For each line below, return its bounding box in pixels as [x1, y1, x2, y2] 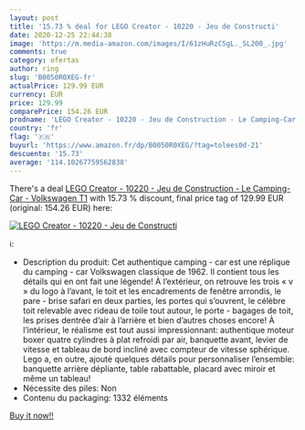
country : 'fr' [9, 124, 64, 133]
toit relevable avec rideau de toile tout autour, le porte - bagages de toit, [22, 305, 294, 316]
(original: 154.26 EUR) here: [9, 202, 112, 213]
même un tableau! [22, 372, 91, 383]
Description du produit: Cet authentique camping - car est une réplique [22, 257, 290, 267]
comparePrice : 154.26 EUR [9, 107, 108, 116]
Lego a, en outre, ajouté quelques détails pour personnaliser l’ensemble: [22, 353, 295, 364]
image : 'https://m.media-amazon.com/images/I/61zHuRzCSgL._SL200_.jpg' [9, 38, 288, 48]
